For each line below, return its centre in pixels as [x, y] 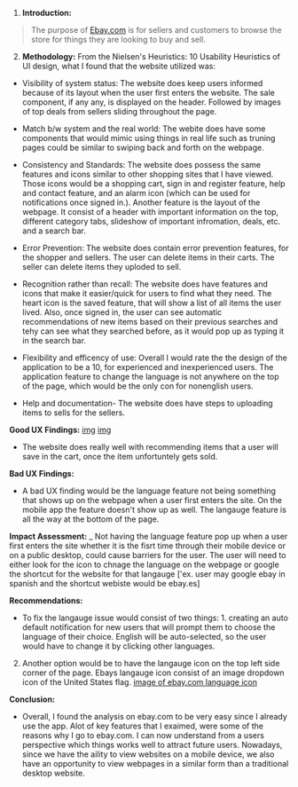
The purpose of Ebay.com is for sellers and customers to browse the [156, 30]
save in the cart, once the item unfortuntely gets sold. [120, 456]
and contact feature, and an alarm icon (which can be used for [136, 193]
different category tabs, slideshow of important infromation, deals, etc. [151, 221]
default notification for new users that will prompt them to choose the [149, 627]
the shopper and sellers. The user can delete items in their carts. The [148, 257]
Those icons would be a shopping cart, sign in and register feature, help [153, 184]
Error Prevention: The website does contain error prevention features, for [155, 248]
